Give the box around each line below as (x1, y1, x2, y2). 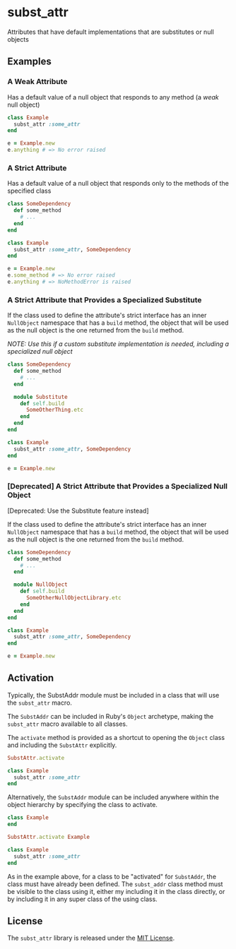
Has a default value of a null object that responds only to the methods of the (7, 179, 230, 188)
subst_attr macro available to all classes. (7, 720, 129, 728)
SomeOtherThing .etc (25, 407, 83, 414)
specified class (7, 186, 52, 195)
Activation (7, 672, 54, 684)
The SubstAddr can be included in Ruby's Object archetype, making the (7, 712, 214, 720)
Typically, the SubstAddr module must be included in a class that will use (7, 691, 220, 699)
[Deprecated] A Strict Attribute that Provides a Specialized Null (7, 482, 228, 491)
